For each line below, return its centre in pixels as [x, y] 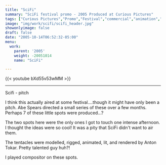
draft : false [19, 33]
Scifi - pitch [17, 93]
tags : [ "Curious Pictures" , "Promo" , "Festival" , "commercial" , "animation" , [83, 19]
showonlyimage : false [27, 28]
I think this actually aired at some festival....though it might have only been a [82, 102]
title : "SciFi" [21, 10]
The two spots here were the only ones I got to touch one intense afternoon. [83, 123]
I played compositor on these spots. [41, 157]
